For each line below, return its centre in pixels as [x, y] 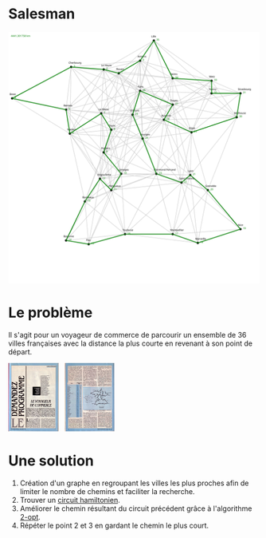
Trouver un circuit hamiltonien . [70, 500]
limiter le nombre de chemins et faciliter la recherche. [107, 491]
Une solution [51, 461]
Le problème [51, 313]
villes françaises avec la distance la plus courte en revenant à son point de [131, 343]
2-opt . [30, 516]
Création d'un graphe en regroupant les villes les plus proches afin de [134, 483]
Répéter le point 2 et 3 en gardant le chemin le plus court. [114, 525]
